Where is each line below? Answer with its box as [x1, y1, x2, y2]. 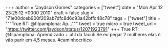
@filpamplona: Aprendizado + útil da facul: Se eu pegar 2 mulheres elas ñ [5, 32, 161, 37]
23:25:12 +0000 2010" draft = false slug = [5, 10, 94, 16]
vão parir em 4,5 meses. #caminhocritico [5, 37, 92, 43]
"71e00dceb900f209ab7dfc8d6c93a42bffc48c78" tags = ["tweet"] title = [5, 15, 161, 21]
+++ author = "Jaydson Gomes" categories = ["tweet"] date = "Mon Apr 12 [5, 5, 163, 10]
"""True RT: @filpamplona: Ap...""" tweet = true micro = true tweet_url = [5, 20, 157, 27]
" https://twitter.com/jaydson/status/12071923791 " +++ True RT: [5, 26, 139, 32]
